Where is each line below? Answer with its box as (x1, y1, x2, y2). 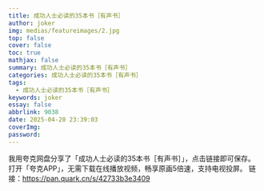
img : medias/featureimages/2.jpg (8, 26, 120, 34)
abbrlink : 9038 (8, 109, 59, 117)
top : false (8, 34, 45, 42)
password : (8, 130, 42, 138)
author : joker (8, 19, 56, 27)
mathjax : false (8, 57, 59, 65)
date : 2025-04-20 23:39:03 (8, 116, 98, 124)
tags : (8, 78, 26, 86)
